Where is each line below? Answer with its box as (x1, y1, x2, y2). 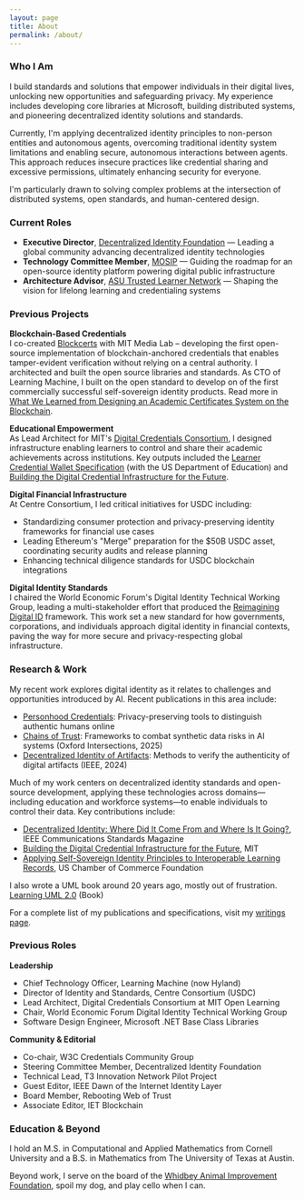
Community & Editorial (9, 1034, 96, 1045)
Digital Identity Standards (9, 583, 109, 594)
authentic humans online (22, 720, 115, 732)
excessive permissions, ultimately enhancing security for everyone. (9, 165, 261, 177)
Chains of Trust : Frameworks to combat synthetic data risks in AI (22, 730, 265, 741)
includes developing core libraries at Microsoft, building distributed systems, (9, 100, 296, 111)
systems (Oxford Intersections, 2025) (22, 740, 163, 751)
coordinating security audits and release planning (22, 545, 209, 556)
